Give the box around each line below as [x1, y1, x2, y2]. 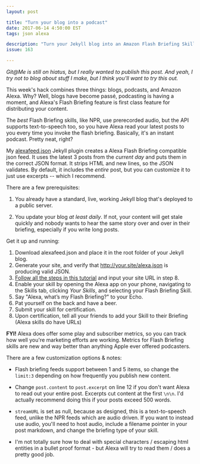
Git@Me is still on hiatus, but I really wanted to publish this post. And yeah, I [6, 68, 193, 75]
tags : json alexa [6, 30, 49, 36]
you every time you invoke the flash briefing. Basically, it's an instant [6, 129, 174, 136]
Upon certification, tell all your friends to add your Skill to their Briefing [14, 312, 188, 319]
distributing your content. [6, 105, 68, 112]
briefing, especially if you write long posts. [14, 226, 120, 233]
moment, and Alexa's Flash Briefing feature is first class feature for [6, 99, 170, 106]
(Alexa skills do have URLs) [14, 319, 82, 325]
